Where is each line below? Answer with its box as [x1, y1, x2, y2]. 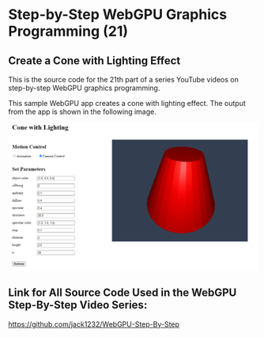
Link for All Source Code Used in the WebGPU [8, 286, 237, 300]
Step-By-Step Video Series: [8, 298, 148, 312]
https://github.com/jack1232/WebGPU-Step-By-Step [8, 319, 180, 329]
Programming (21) [8, 22, 129, 40]
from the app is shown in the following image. [8, 107, 157, 116]
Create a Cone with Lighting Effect [8, 54, 181, 67]
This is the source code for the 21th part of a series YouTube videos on [8, 75, 239, 84]
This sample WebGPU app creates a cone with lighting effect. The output [8, 99, 247, 108]
